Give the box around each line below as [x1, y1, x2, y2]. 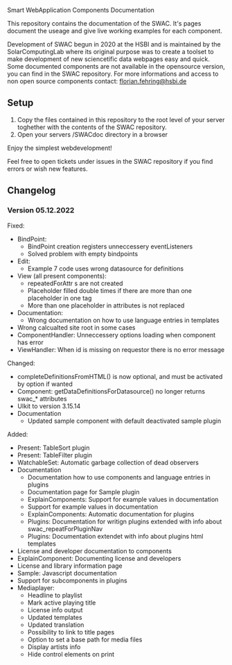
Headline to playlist [27, 591, 82, 599]
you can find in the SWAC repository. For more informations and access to [7, 69, 219, 78]
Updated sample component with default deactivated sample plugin [27, 416, 222, 425]
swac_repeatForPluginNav [27, 524, 103, 533]
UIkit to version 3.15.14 [17, 402, 81, 410]
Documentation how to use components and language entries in [27, 473, 211, 481]
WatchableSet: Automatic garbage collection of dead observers [17, 458, 199, 466]
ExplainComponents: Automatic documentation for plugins [27, 510, 195, 518]
